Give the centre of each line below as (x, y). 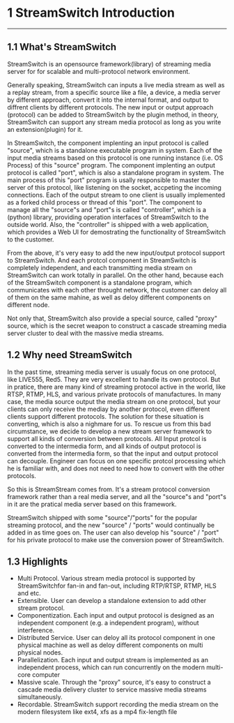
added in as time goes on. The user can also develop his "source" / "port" (113, 532)
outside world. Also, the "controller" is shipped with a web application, (108, 224)
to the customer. (31, 239)
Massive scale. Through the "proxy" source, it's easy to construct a (114, 683)
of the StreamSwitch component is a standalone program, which (100, 282)
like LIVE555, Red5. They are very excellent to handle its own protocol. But (114, 379)
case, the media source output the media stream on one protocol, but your (114, 401)
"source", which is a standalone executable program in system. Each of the (115, 150)
